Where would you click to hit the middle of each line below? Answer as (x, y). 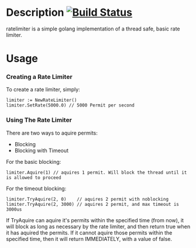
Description (35, 13)
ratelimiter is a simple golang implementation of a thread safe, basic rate (93, 29)
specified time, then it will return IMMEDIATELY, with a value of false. (89, 239)
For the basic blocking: (34, 161)
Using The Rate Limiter (39, 120)
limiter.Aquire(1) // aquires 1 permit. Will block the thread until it (97, 173)
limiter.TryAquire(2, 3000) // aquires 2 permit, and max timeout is (93, 204)
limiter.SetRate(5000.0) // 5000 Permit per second (70, 105)
